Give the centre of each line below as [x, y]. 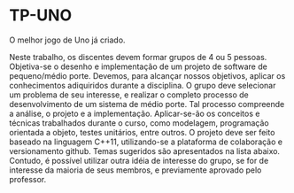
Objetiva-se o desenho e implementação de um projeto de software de [138, 66]
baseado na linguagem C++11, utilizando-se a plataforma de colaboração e [146, 142]
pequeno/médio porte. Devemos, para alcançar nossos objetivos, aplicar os [147, 75]
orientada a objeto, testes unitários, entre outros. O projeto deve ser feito [142, 132]
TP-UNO [41, 15]
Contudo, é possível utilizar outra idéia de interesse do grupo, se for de [139, 160]
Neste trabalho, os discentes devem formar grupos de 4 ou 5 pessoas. [138, 57]
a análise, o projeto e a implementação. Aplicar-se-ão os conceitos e [135, 113]
